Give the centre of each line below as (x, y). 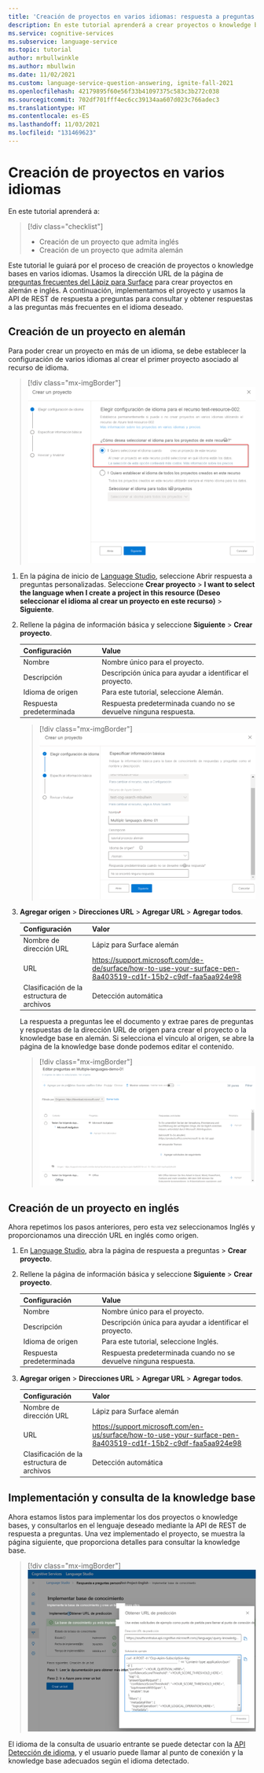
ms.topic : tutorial (40, 50)
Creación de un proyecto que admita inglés (109, 241)
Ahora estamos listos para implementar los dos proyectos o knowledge (123, 1517)
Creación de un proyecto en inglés (94, 1208)
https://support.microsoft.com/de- (148, 960)
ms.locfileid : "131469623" (52, 133)
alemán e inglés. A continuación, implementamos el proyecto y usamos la (127, 290)
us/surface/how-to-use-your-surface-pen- (165, 1435)
